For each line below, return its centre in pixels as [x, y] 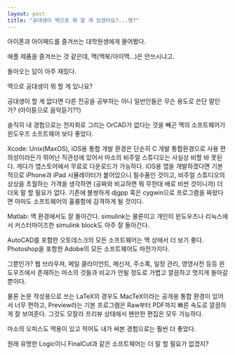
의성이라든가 [25, 157]
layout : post [26, 14]
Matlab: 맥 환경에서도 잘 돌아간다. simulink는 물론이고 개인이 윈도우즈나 [106, 216]
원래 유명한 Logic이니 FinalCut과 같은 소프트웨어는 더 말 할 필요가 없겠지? [108, 343]
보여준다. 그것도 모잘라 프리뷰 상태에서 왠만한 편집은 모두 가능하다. [113, 314]
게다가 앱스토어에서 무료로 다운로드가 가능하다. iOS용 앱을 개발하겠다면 [113, 166]
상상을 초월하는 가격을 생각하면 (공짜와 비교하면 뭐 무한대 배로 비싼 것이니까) [112, 183]
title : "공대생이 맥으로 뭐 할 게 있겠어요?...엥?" [73, 20]
